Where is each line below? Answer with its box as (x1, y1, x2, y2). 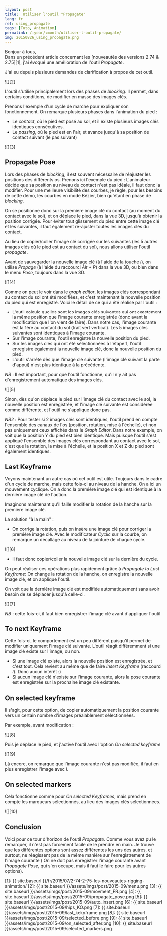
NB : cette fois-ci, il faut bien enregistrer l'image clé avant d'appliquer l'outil (5, 610, 161, 616)
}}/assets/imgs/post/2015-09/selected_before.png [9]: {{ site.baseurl (5, 915, 147, 921)
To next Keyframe (5, 624, 62, 633)
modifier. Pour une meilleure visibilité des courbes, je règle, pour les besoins (5, 187, 162, 193)
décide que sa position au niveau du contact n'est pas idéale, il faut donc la (5, 182, 161, 188)
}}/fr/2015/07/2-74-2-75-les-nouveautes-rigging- (42, 878, 145, 884)
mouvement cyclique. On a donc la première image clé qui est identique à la (5, 486, 161, 492)
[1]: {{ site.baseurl (5, 878, 42, 884)
